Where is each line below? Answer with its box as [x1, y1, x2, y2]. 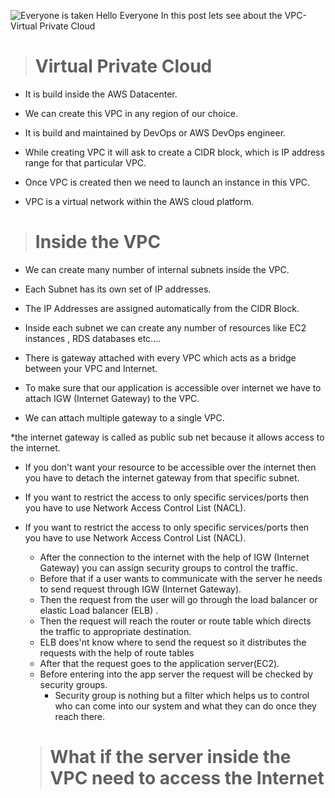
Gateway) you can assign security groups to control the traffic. [39, 561, 298, 574]
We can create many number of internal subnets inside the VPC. [24, 263, 290, 275]
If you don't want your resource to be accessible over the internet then [24, 461, 317, 473]
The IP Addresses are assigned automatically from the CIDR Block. [24, 302, 300, 314]
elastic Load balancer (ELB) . [39, 604, 159, 616]
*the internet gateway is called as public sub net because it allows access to [10, 431, 325, 443]
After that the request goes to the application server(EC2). [39, 657, 280, 669]
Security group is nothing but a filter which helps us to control [54, 689, 310, 701]
